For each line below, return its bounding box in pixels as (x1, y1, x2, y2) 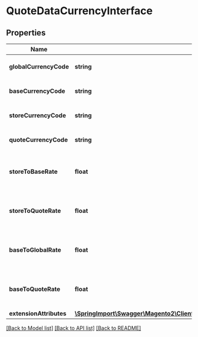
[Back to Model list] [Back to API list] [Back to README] (6, 325, 141, 332)
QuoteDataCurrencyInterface (6, 4, 153, 18)
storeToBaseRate (9, 167, 58, 176)
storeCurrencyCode (9, 111, 67, 119)
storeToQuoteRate (9, 207, 61, 215)
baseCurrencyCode (9, 87, 66, 95)
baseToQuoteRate (9, 285, 61, 293)
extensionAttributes (9, 309, 67, 317)
